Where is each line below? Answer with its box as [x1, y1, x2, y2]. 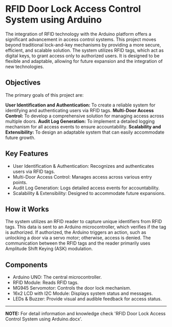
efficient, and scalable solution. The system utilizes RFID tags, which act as [5, 47, 164, 53]
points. [12, 179, 28, 185]
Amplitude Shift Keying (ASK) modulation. [5, 246, 93, 252]
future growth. [5, 134, 36, 141]
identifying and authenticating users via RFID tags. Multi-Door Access [5, 107, 154, 113]
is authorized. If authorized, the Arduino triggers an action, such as [5, 229, 146, 235]
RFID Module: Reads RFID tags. [12, 279, 79, 286]
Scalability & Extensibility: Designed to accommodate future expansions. [12, 190, 165, 196]
